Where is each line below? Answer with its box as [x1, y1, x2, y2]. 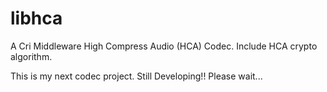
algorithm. [10, 50, 53, 62]
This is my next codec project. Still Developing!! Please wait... [10, 70, 263, 82]
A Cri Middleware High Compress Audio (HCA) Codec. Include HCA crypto [10, 40, 318, 52]
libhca [10, 7, 63, 30]
